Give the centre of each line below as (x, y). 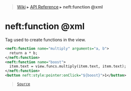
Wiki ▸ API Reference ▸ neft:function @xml (60, 7)
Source (23, 84)
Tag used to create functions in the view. (45, 39)
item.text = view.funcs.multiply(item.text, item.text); (68, 66)
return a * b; (23, 53)
